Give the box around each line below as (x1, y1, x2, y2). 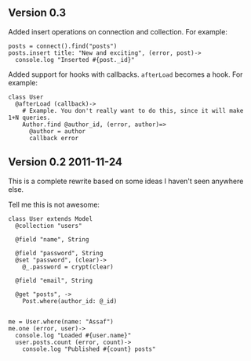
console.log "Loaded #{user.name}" (15, 331, 132, 339)
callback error (28, 134, 79, 142)
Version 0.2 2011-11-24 (8, 156, 123, 169)
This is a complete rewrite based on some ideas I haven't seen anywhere (8, 176, 244, 186)
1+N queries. (8, 114, 51, 121)
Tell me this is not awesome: (8, 200, 100, 209)
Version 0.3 (8, 6, 67, 20)
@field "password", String (15, 249, 104, 257)
